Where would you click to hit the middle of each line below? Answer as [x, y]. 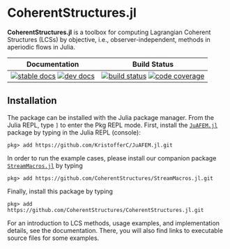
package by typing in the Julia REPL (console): [74, 132]
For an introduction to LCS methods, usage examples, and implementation [114, 223]
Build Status [153, 64]
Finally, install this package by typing [60, 191]
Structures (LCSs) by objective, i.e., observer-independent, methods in [109, 39]
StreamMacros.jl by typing [45, 165]
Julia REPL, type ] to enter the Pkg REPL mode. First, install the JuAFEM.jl [113, 125]
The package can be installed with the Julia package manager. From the [111, 117]
